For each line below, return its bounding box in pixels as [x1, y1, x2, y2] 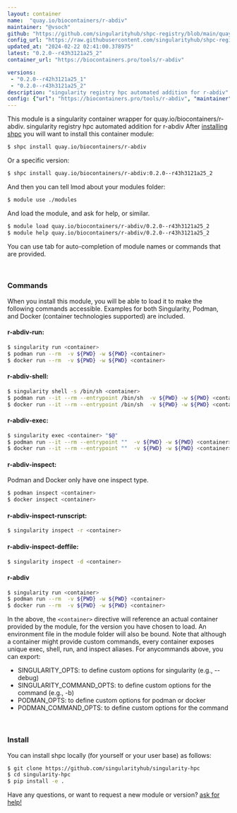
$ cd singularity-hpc [7, 771, 71, 778]
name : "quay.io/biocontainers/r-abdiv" [7, 17, 128, 24]
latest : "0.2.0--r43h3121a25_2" [7, 50, 102, 57]
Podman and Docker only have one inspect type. [7, 476, 150, 485]
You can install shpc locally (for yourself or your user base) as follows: [7, 751, 212, 759]
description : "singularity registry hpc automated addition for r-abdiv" [7, 89, 229, 96]
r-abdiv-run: [7, 328, 44, 336]
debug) [17, 674, 39, 682]
